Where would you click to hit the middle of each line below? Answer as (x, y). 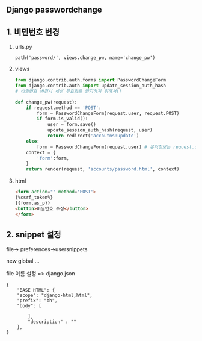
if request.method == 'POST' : (64, 108)
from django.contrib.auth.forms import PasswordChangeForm (90, 80)
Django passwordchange (54, 10)
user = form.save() (72, 125)
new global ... (23, 261)
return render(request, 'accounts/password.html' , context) (103, 169)
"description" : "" (52, 322)
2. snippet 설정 (34, 234)
